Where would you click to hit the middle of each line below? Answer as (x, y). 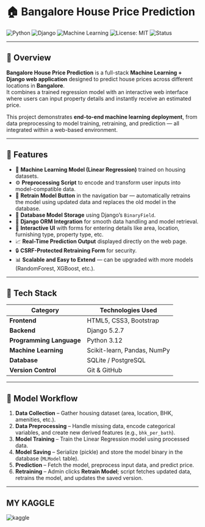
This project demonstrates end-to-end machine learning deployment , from (102, 117)
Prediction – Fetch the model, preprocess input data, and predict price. (104, 465)
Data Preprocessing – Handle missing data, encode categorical (95, 426)
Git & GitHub (105, 370)
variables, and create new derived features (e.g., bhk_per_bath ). (95, 433)
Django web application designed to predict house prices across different (100, 79)
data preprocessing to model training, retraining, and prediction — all (93, 123)
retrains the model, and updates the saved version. (79, 478)
